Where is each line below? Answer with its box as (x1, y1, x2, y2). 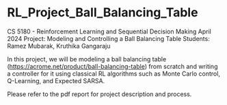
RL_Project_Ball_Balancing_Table (7, 5, 198, 20)
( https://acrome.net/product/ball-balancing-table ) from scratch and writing (7, 62, 218, 70)
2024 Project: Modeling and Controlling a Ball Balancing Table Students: (7, 34, 210, 42)
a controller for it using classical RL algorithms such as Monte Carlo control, (7, 70, 221, 78)
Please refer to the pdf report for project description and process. (7, 90, 192, 98)
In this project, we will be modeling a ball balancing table (7, 55, 167, 63)
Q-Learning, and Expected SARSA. (7, 76, 105, 85)
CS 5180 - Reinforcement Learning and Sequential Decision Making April (7, 27, 212, 35)
